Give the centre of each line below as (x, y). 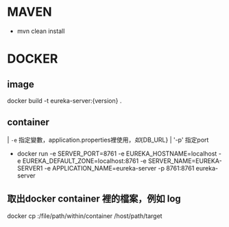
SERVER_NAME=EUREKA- (185, 161)
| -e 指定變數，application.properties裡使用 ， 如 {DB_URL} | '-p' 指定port (108, 140)
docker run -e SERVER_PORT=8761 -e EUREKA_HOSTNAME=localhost (117, 153)
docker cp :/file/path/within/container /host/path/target (85, 216)
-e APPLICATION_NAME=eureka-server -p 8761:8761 (119, 168)
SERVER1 (30, 168)
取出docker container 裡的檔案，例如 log (94, 199)
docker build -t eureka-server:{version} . (64, 100)
